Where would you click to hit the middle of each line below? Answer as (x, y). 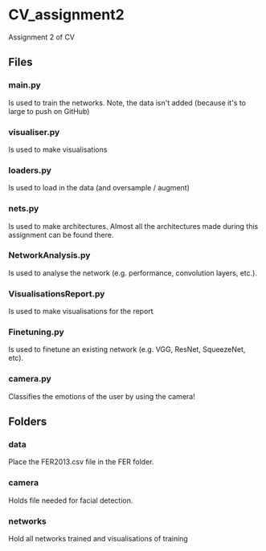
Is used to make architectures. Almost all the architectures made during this (133, 226)
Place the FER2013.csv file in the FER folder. (81, 462)
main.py (25, 85)
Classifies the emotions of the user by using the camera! (102, 396)
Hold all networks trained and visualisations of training (98, 538)
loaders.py (30, 170)
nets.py (24, 209)
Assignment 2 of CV (41, 37)
